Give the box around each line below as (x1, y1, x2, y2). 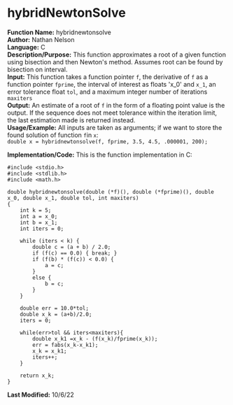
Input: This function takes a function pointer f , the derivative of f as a (7, 72, 209, 81)
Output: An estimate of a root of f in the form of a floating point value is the (7, 101, 225, 109)
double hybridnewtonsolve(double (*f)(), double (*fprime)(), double (7, 188, 215, 195)
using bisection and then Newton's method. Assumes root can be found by (7, 57, 223, 66)
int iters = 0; (20, 225, 64, 232)
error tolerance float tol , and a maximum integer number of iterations (7, 87, 208, 96)
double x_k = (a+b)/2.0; (20, 311, 92, 318)
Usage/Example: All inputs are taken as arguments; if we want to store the (7, 123, 223, 132)
